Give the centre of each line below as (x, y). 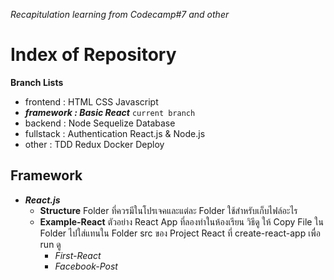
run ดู (50, 244)
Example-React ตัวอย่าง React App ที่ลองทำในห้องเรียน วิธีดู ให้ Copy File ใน (181, 221)
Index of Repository (93, 55)
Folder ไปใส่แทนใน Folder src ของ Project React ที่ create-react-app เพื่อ (180, 233)
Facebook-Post (86, 266)
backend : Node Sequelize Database (100, 123)
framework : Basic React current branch (110, 112)
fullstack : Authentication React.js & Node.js (115, 133)
